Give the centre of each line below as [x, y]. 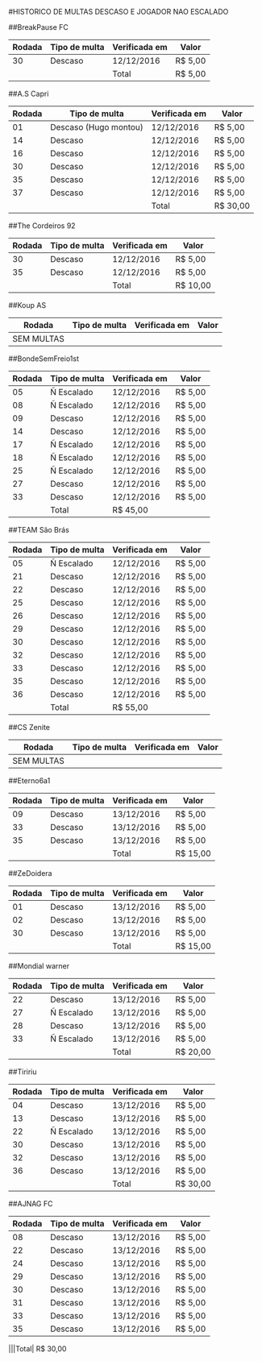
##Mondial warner [39, 966]
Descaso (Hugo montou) [96, 127]
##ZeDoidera [30, 873]
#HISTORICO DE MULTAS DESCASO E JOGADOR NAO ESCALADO [119, 12]
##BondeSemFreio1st [44, 359]
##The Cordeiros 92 [42, 226]
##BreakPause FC [38, 27]
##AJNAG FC [31, 1203]
